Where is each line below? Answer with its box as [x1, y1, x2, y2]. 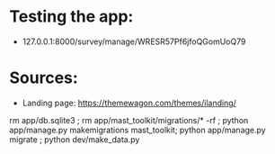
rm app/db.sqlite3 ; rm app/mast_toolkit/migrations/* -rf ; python [9, 114, 249, 125]
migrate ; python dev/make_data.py [9, 133, 140, 145]
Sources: [9, 68, 78, 88]
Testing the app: [9, 6, 134, 27]
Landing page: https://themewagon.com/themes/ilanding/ [22, 97, 236, 108]
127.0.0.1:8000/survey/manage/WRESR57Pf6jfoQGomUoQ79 [22, 36, 246, 47]
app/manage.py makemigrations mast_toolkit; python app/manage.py [9, 124, 267, 135]
